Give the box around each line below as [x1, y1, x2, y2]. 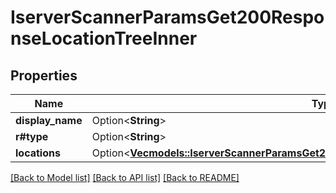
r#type [15, 130, 49, 143]
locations [15, 146, 61, 160]
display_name [15, 114, 83, 127]
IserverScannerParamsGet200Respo [10, 6, 325, 29]
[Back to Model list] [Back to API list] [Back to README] [10, 172, 240, 183]
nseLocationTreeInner [10, 27, 198, 50]
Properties [10, 67, 78, 84]
